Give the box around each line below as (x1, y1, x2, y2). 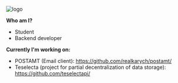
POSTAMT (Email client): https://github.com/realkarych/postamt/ (14, 58, 172, 64)
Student (14, 28, 34, 35)
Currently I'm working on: (6, 46, 71, 53)
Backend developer (14, 35, 62, 41)
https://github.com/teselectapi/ (14, 70, 90, 77)
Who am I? (6, 17, 33, 24)
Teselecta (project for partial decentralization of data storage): (14, 64, 166, 71)
